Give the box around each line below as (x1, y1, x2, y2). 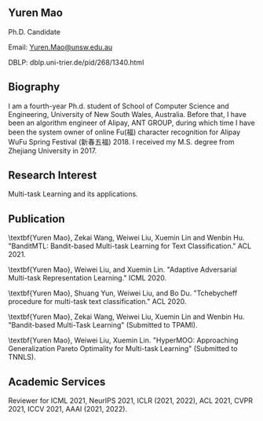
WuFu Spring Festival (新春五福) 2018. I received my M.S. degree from (8, 137, 235, 146)
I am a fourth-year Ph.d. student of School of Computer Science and (8, 101, 229, 111)
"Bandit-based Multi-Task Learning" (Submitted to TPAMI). (8, 320, 198, 330)
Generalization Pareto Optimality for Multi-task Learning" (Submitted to (8, 344, 238, 353)
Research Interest (8, 169, 97, 182)
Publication (8, 212, 65, 225)
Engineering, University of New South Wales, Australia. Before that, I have (8, 109, 247, 119)
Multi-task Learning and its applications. (8, 189, 139, 199)
